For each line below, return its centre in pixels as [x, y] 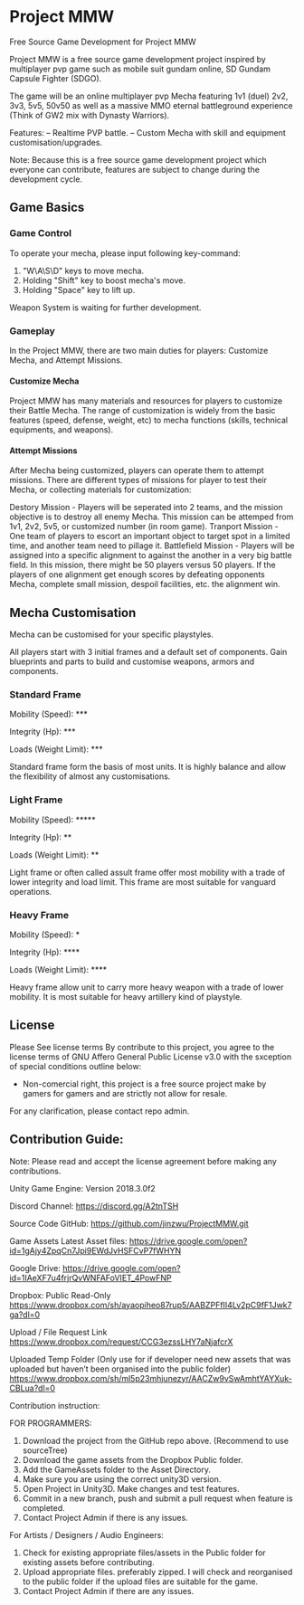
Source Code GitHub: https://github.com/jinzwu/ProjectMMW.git [129, 1223]
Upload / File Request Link [58, 1332]
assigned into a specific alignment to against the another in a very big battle [151, 556]
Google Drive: [35, 1268]
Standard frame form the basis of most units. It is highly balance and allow [148, 767]
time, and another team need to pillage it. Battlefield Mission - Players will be [152, 546]
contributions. [35, 1171]
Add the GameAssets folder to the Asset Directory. [116, 1469]
